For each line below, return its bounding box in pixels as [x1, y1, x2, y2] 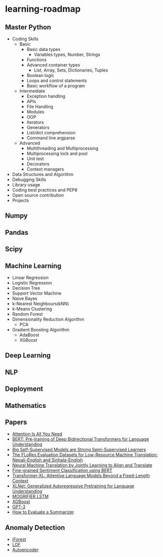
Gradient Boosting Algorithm [12, 327, 70, 332]
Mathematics [5, 401, 46, 410]
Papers [5, 418, 27, 426]
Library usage [12, 182, 41, 187]
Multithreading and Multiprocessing [26, 146, 99, 151]
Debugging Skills [12, 177, 46, 182]
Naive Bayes [12, 295, 38, 301]
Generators [26, 125, 50, 130]
